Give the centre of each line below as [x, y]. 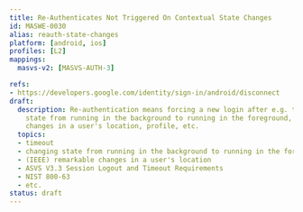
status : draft [36, 194]
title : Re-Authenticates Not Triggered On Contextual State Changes [141, 18]
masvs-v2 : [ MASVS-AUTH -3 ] [66, 69]
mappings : [28, 60]
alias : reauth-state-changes [64, 34]
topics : [32, 135]
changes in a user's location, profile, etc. [113, 126]
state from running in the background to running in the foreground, [159, 118]
